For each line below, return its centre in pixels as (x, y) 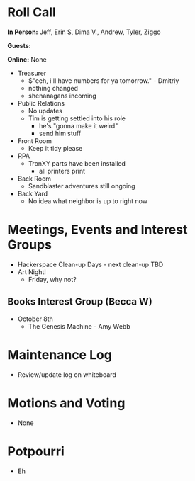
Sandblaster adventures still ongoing (82, 186)
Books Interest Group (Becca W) (80, 302)
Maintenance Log (60, 355)
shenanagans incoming (62, 96)
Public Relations (41, 103)
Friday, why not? (52, 279)
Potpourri (36, 451)
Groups (29, 245)
